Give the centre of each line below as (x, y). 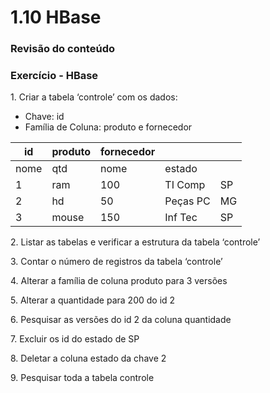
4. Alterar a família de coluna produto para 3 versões (119, 281)
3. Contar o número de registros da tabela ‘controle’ (116, 262)
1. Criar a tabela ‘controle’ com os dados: (94, 97)
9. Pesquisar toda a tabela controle (82, 378)
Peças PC (187, 201)
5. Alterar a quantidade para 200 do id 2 (93, 300)
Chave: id (44, 117)
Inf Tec (181, 218)
